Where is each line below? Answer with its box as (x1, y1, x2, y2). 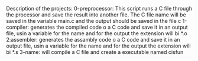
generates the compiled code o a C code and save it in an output (30, 23, 188, 30)
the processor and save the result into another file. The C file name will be (6, 11, 186, 18)
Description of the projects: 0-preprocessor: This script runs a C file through (6, 5, 192, 12)
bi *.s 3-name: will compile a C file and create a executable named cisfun (6, 49, 184, 55)
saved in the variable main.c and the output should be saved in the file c (6, 18, 181, 24)
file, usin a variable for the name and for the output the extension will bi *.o (6, 30, 187, 37)
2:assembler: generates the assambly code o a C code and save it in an (6, 36, 180, 43)
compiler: (6, 23, 30, 30)
